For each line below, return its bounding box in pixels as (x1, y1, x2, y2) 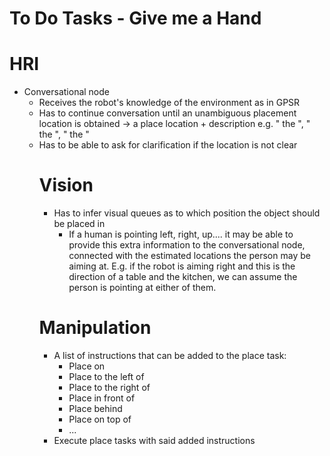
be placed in (53, 218, 106, 230)
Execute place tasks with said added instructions (53, 435, 256, 446)
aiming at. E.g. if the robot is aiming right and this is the (68, 260, 296, 272)
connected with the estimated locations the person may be (68, 250, 311, 262)
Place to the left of (68, 371, 145, 382)
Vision (38, 174, 94, 197)
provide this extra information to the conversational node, (68, 239, 306, 251)
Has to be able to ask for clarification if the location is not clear (38, 139, 298, 151)
